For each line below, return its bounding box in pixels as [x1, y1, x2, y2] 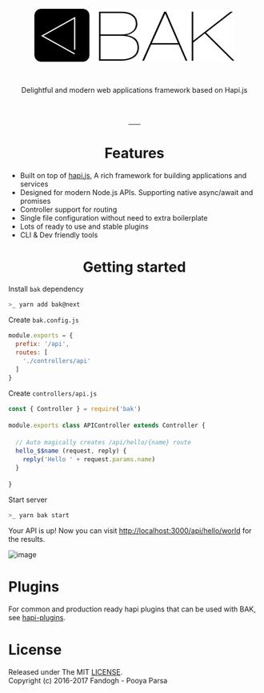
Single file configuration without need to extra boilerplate [19, 213, 208, 222]
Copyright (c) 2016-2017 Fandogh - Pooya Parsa [8, 676, 168, 686]
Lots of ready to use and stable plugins [19, 221, 150, 231]
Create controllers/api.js [8, 388, 98, 398]
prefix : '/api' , [15, 341, 70, 348]
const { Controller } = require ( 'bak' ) [8, 404, 142, 412]
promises [19, 196, 51, 205]
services [19, 179, 49, 189]
